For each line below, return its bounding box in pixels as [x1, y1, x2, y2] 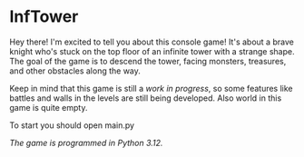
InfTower [9, 6, 79, 27]
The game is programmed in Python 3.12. [9, 137, 163, 148]
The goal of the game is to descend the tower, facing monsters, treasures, [9, 55, 287, 66]
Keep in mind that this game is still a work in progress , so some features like [9, 83, 293, 93]
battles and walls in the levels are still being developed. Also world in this [9, 93, 282, 103]
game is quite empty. [9, 102, 88, 113]
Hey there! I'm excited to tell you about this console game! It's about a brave [9, 36, 295, 47]
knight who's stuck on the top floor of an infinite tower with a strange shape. [9, 45, 295, 56]
